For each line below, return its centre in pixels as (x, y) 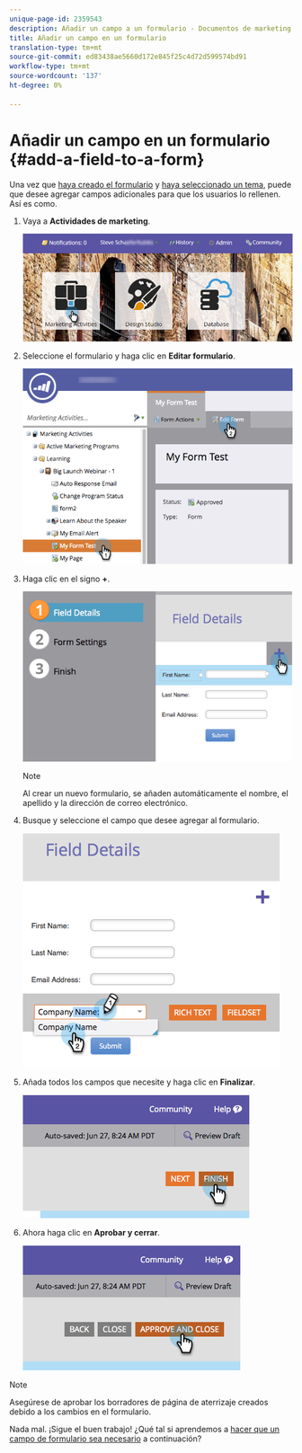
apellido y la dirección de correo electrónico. (105, 803)
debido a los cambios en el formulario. (80, 1412)
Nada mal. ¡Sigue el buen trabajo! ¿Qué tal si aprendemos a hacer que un (145, 1430)
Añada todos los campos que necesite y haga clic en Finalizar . (139, 1082)
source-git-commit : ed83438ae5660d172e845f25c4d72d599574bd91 (128, 57)
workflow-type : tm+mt (50, 66)
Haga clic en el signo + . (66, 579)
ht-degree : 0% (36, 85)
